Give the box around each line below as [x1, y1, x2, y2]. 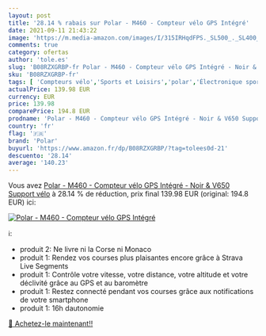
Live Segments [19, 262, 69, 271]
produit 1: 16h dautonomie [19, 304, 104, 313]
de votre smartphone [19, 295, 89, 305]
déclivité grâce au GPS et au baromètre [19, 278, 149, 288]
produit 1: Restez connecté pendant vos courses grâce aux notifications [19, 287, 254, 296]
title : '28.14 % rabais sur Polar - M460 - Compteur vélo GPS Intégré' [8, 19, 249, 27]
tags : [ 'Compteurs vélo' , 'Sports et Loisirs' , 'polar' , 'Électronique [8, 78, 243, 86]
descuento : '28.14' [8, 151, 73, 159]
